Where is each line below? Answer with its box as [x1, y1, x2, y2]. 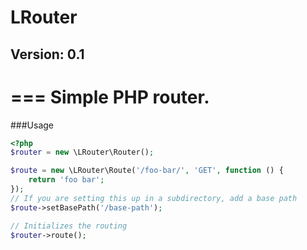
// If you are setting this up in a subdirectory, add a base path [10, 193, 298, 203]
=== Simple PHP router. [10, 86, 210, 108]
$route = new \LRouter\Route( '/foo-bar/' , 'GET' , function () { [10, 166, 284, 176]
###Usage [10, 119, 55, 131]
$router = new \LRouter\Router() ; [10, 147, 155, 158]
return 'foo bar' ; [28, 175, 105, 185]
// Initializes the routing [10, 221, 128, 231]
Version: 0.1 [10, 46, 85, 63]
